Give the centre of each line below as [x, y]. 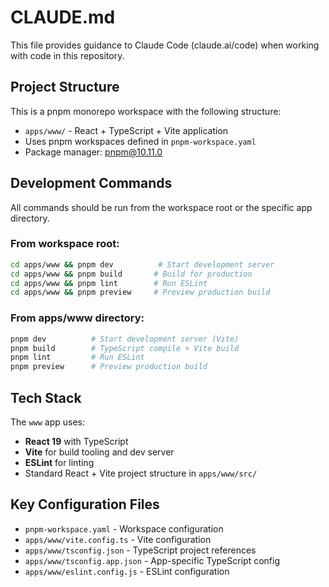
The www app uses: [48, 422]
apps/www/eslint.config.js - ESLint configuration [127, 571]
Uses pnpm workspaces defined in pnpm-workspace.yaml [140, 141]
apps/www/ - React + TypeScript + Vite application [126, 130]
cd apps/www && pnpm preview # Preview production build [140, 292]
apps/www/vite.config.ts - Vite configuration [118, 539]
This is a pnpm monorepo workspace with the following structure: [146, 111]
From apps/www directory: [77, 318]
